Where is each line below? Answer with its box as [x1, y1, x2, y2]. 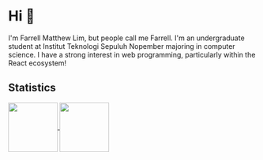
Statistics [8, 81, 57, 95]
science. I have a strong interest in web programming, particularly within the [8, 50, 256, 59]
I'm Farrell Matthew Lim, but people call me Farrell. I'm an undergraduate [8, 33, 245, 43]
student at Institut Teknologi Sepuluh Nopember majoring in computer [8, 41, 235, 50]
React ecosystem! [8, 58, 67, 68]
